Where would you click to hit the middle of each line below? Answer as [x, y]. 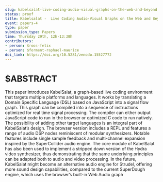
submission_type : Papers [30, 32]
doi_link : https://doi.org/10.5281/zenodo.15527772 [58, 55]
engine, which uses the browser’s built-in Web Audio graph [64, 175]
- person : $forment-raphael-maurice [42, 50]
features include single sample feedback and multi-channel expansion [75, 138]
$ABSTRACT [31, 79]
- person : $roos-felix [28, 46]
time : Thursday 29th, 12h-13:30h [39, 37]
